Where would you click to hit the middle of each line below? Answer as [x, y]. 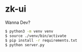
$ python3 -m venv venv [29, 31]
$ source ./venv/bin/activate [36, 36]
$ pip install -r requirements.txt [41, 40]
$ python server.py [25, 45]
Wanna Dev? [18, 22]
